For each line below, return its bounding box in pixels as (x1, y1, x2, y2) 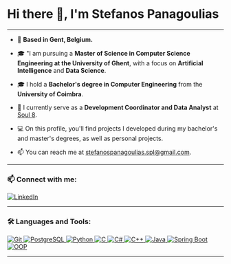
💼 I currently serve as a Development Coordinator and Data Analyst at (16, 103, 219, 111)
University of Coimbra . (16, 89, 84, 98)
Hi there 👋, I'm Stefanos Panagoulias (7, 6, 219, 22)
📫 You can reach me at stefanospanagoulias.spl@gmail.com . (16, 148, 192, 156)
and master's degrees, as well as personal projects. (16, 134, 164, 142)
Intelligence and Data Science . (16, 66, 107, 74)
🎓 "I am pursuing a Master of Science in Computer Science (16, 49, 190, 57)
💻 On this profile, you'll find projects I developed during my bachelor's (16, 124, 218, 133)
